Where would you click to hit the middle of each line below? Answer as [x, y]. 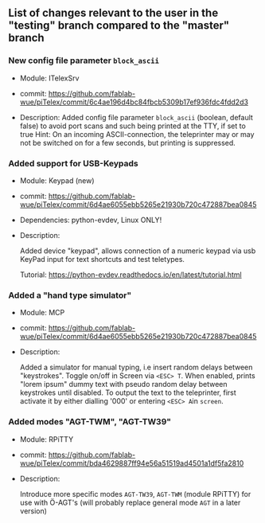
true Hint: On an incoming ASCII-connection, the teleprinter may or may [137, 134]
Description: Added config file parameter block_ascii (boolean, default [136, 117]
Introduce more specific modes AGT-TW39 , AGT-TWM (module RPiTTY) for [135, 494]
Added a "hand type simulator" [70, 295]
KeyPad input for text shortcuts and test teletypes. [102, 259]
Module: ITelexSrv [49, 78]
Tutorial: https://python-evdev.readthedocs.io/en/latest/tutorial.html [131, 275]
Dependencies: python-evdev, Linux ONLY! [91, 220]
